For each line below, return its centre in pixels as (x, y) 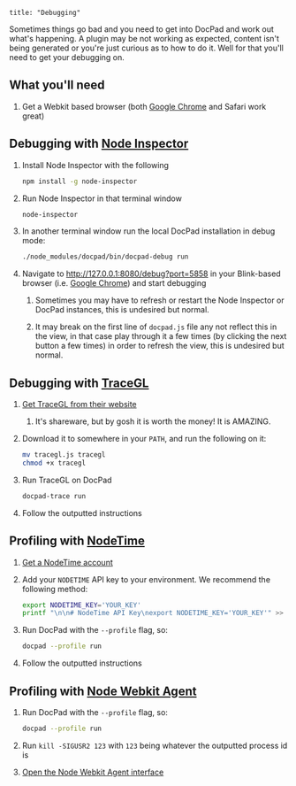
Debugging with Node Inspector (99, 144)
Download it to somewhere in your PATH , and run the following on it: (144, 439)
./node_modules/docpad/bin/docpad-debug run (105, 257)
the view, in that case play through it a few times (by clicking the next (161, 336)
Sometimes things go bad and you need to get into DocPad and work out (141, 29)
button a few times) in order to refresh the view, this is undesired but (159, 346)
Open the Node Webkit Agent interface (93, 772)
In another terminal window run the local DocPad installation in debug (148, 231)
